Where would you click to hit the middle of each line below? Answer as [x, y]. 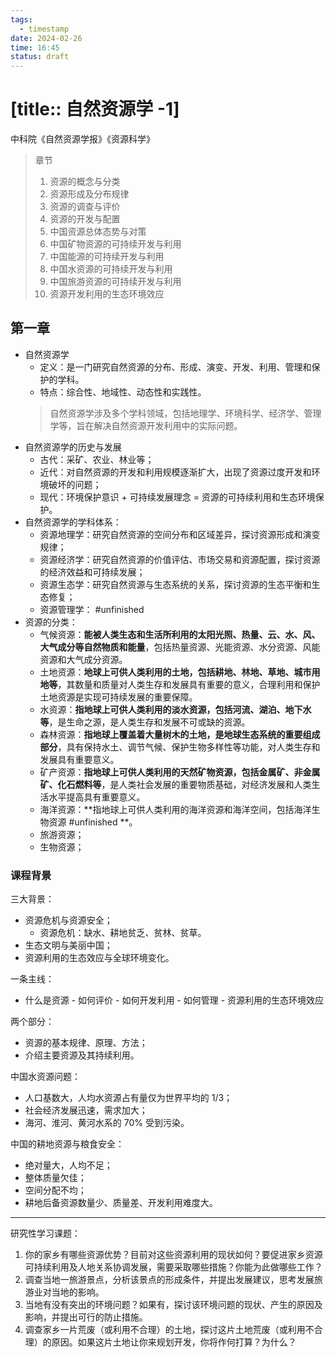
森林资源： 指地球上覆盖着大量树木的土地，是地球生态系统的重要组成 [180, 734]
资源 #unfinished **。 [93, 822]
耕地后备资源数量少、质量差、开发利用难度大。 [121, 1203]
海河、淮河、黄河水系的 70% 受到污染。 [107, 1123]
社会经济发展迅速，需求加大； [86, 1110]
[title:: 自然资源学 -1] [95, 109]
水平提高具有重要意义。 [97, 797]
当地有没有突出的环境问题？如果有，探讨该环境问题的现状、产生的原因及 [173, 1305]
